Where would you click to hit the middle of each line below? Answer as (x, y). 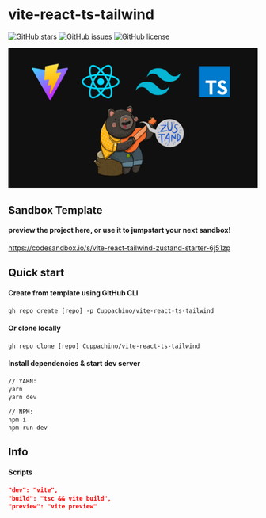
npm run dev (28, 428)
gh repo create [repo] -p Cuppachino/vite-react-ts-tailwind (111, 310)
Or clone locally (34, 328)
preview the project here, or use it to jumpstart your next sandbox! (120, 230)
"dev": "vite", (33, 490)
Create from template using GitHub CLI (73, 293)
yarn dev (23, 398)
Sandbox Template (55, 210)
